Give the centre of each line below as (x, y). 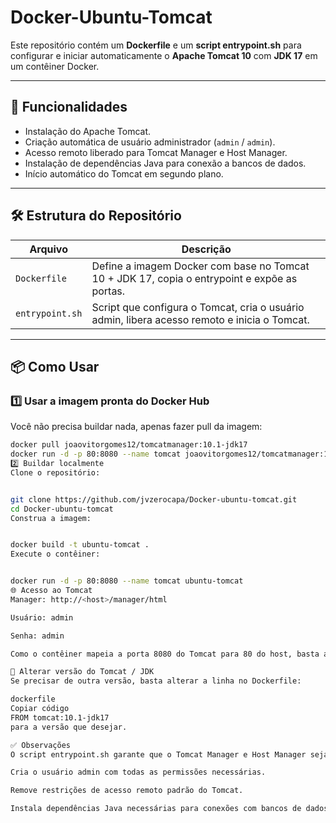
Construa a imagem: (51, 518)
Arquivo (48, 249)
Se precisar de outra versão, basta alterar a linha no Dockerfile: (156, 681)
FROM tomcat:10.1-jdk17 (60, 717)
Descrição (206, 249)
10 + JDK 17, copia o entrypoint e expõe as (194, 278)
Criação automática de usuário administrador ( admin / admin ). (150, 142)
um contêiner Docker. (55, 66)
